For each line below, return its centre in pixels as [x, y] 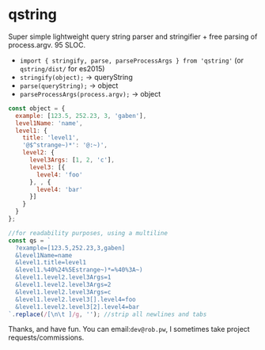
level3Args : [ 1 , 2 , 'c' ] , [72, 160]
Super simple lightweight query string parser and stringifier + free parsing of [133, 36]
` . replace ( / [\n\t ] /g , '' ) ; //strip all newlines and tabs [108, 314]
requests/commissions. [46, 337]
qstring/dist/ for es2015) [62, 68]
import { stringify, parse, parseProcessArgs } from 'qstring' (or [131, 60]
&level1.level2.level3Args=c [63, 292]
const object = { [37, 108]
